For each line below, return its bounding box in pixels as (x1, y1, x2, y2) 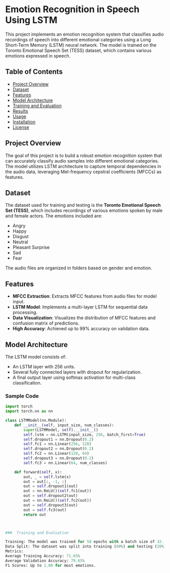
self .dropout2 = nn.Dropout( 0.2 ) (23, 446, 94, 452)
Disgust (12, 234, 29, 240)
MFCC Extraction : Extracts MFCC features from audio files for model (12, 293, 157, 299)
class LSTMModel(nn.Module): (5, 418, 67, 423)
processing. (12, 309, 38, 315)
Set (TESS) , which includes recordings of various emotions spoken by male (5, 207, 163, 214)
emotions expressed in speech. (5, 52, 71, 59)
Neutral (12, 239, 28, 245)
